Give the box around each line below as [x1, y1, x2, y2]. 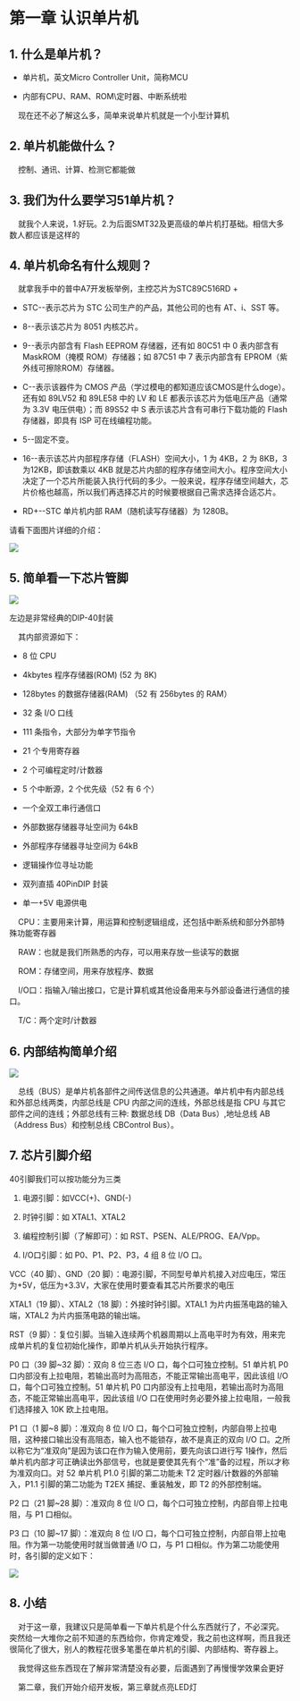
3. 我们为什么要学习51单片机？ [9, 193, 177, 208]
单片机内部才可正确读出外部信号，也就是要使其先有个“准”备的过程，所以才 [9, 1456, 283, 1467]
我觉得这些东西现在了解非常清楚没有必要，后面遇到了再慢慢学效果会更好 [17, 1663, 284, 1673]
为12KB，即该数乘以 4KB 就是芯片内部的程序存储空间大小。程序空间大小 [21, 464, 288, 475]
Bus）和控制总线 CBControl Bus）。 [49, 1120, 179, 1130]
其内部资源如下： [17, 631, 81, 642]
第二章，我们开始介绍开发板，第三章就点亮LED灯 [17, 1681, 198, 1692]
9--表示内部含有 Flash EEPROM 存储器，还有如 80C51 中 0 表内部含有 [21, 341, 279, 351]
